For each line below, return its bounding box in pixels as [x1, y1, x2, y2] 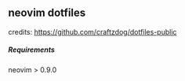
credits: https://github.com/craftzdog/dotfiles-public [8, 27, 177, 36]
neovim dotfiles [8, 6, 86, 20]
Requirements [8, 45, 55, 54]
